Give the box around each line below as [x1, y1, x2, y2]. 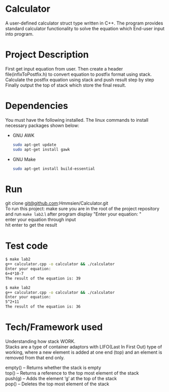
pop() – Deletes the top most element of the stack [5, 381, 109, 387]
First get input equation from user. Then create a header [5, 66, 123, 72]
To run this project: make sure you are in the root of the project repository [5, 206, 159, 212]
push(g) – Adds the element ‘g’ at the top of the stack [5, 376, 117, 381]
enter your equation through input [5, 216, 76, 223]
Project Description [5, 49, 89, 60]
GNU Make [12, 156, 36, 162]
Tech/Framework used [5, 321, 103, 333]
